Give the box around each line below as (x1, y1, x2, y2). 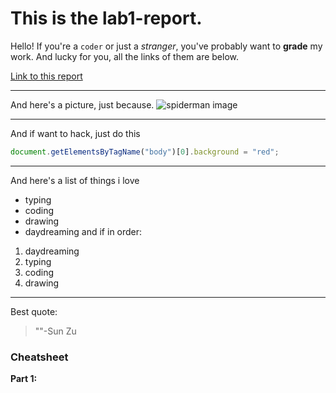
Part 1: (10, 373, 38, 385)
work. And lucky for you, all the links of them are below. (10, 50, 240, 62)
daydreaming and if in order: (24, 225, 143, 237)
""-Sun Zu (34, 325, 77, 337)
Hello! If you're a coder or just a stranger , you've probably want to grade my (10, 40, 323, 52)
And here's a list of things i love (10, 174, 140, 186)
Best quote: (10, 305, 58, 317)
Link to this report (10, 70, 83, 82)
